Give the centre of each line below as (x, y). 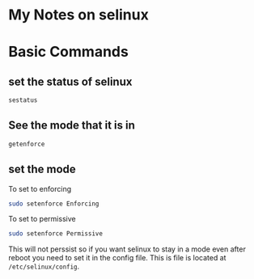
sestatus (23, 100)
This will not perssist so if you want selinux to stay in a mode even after (127, 249)
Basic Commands (69, 52)
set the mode (42, 169)
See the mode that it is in (72, 126)
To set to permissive (42, 219)
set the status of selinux (70, 81)
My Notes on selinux (79, 15)
